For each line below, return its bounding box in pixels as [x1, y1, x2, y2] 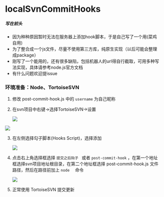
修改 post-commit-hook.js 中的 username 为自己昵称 [12, 96, 116, 102]
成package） [12, 52, 39, 58]
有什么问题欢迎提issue [12, 71, 58, 76]
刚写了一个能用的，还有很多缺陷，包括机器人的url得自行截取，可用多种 [12, 58, 155, 64]
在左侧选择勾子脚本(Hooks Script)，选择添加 [12, 135, 102, 141]
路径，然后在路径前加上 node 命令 [12, 167, 84, 173]
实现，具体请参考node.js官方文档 [16, 65, 83, 71]
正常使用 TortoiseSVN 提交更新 [12, 187, 75, 193]
